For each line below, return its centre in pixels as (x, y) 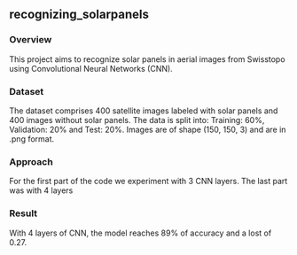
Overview (31, 40)
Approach (31, 161)
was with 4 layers (41, 190)
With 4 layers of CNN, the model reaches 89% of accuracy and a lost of (141, 233)
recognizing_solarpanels (79, 15)
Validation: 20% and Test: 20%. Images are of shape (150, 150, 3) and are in (148, 129)
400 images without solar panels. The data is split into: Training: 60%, (137, 120)
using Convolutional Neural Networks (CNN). (91, 68)
